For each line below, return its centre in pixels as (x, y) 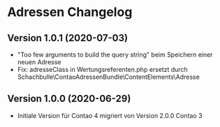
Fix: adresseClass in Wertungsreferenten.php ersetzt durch (103, 69)
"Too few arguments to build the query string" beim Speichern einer (115, 54)
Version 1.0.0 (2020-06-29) (69, 99)
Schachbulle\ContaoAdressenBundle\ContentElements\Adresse (109, 77)
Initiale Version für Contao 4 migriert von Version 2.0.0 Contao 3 (110, 115)
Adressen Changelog (70, 12)
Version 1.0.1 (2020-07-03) (67, 38)
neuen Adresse (39, 62)
